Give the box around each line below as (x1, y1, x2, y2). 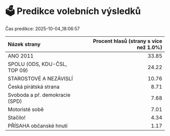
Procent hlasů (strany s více (93, 37, 162, 44)
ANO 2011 (8, 52, 34, 59)
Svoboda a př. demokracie (8, 91, 71, 98)
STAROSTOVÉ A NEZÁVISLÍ (8, 75, 73, 82)
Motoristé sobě (8, 106, 44, 113)
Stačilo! (8, 114, 26, 121)
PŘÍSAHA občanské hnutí (8, 122, 68, 129)
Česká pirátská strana (8, 83, 60, 90)
